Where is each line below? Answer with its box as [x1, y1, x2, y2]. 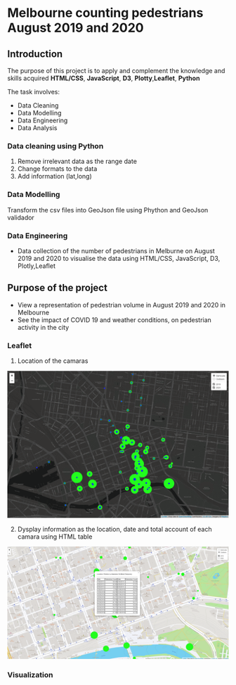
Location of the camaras [17, 357, 88, 365]
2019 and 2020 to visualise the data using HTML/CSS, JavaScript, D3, [17, 254, 221, 262]
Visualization [7, 670, 53, 679]
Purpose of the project [7, 282, 107, 294]
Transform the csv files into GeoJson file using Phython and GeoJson [7, 205, 209, 214]
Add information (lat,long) [17, 172, 93, 181]
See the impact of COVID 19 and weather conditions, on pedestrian [17, 315, 212, 324]
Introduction [7, 48, 63, 60]
